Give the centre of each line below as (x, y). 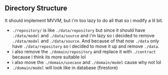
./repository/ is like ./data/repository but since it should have (78, 30)
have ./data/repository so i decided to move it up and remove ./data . (86, 46)
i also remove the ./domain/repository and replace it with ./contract (84, 51)
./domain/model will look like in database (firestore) (65, 67)
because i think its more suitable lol (49, 57)
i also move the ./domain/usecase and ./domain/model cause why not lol (87, 62)
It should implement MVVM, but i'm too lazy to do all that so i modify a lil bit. (84, 20)
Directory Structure (36, 8)
